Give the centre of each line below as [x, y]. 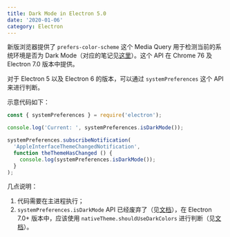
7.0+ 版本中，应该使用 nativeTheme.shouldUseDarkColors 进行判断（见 [116, 218]
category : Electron [35, 26]
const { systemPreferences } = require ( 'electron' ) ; [85, 115]
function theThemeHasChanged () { [63, 153]
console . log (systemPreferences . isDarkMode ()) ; [88, 160]
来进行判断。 [25, 88]
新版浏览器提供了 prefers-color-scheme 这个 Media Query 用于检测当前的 [112, 47]
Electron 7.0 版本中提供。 [43, 64]
